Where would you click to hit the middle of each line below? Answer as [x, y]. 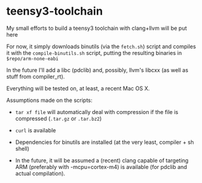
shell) [22, 148]
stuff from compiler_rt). [36, 76]
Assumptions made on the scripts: [50, 100]
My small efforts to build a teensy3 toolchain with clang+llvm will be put [97, 28]
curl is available [36, 130]
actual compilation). [40, 173]
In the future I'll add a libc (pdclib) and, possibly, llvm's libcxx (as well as [97, 70]
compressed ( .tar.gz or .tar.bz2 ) [58, 118]
